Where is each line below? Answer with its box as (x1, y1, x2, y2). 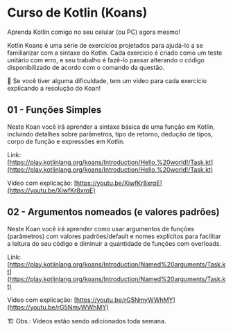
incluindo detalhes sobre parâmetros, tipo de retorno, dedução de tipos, (7, 129, 213, 138)
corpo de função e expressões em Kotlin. (7, 137, 125, 145)
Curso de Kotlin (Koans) (7, 5, 148, 21)
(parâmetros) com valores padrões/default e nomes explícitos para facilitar (7, 232, 221, 240)
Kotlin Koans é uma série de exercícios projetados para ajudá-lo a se (7, 41, 203, 49)
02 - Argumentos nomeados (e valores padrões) (7, 206, 220, 218)
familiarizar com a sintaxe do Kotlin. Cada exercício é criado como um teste (7, 48, 223, 57)
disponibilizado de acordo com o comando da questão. (7, 63, 165, 71)
